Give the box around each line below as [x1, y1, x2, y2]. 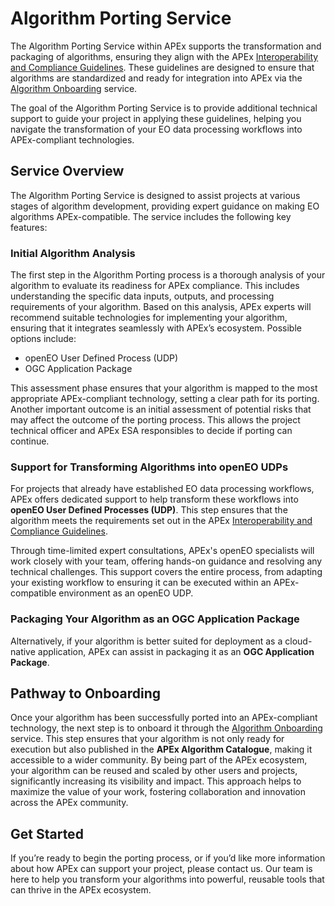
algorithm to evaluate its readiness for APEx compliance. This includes [10, 280, 300, 292]
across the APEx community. [10, 797, 129, 809]
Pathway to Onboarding [10, 685, 162, 702]
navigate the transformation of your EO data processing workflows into [10, 123, 303, 135]
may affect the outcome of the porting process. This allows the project [10, 414, 301, 426]
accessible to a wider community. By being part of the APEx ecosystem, [10, 754, 308, 766]
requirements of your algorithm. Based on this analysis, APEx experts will [10, 301, 312, 313]
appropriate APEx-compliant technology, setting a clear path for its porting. [10, 393, 320, 405]
